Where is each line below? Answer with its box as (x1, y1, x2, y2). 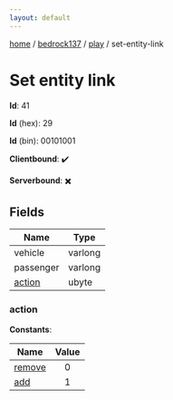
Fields (9, 204, 45, 220)
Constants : (9, 324, 53, 335)
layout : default (9, 13, 71, 23)
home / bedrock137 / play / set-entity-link (9, 38, 165, 49)
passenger (14, 261, 60, 274)
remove (14, 360, 47, 373)
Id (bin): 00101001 (9, 135, 76, 146)
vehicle (14, 247, 45, 259)
